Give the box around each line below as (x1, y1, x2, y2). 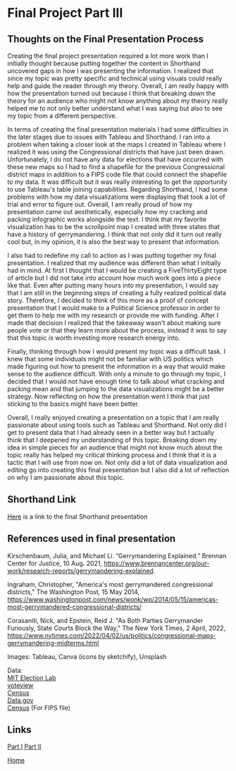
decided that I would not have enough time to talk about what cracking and (7, 377, 225, 385)
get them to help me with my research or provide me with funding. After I (7, 312, 219, 319)
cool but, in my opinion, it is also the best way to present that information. (7, 238, 221, 246)
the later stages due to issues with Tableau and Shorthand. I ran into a (7, 132, 211, 141)
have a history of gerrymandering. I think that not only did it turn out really (7, 230, 222, 238)
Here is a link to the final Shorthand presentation (7, 512, 148, 521)
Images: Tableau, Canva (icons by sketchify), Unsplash (7, 652, 167, 660)
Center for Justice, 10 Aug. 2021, (7, 559, 103, 567)
